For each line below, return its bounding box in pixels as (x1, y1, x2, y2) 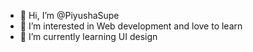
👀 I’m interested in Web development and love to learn (19, 20, 243, 32)
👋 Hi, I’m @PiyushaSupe (19, 10, 120, 21)
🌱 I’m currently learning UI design (19, 31, 158, 42)
